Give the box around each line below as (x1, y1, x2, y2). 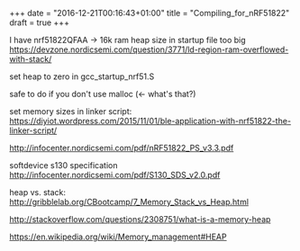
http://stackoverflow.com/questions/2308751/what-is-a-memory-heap (9, 214, 271, 224)
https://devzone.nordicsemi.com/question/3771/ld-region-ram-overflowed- (9, 44, 289, 55)
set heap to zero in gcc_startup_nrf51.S (9, 71, 155, 82)
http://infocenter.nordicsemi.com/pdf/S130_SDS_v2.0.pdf (9, 170, 221, 180)
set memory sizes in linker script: (9, 106, 132, 116)
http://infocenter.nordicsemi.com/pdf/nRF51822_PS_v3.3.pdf (9, 143, 234, 153)
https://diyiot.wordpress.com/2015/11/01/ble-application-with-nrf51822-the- (9, 116, 291, 126)
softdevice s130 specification (9, 160, 118, 170)
